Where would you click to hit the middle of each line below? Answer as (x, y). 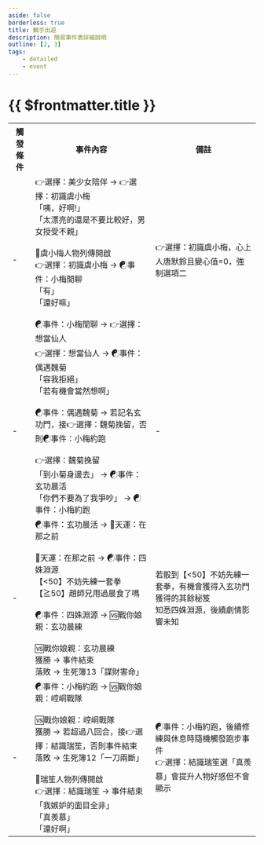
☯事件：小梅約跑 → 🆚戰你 (85, 686)
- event (35, 67)
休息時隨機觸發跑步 (206, 739)
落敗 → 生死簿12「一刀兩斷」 (89, 757)
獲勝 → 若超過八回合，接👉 (85, 731)
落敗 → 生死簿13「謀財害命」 (89, 671)
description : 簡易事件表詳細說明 (58, 37)
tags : (17, 52)
